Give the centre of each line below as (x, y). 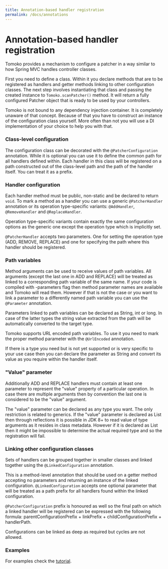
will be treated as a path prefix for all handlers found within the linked (77, 491)
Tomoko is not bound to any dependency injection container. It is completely (84, 110)
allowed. (14, 537)
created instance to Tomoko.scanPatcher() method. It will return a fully (77, 95)
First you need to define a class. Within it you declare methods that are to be (84, 79)
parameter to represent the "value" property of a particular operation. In (79, 388)
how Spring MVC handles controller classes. (51, 69)
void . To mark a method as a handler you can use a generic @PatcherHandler (84, 201)
